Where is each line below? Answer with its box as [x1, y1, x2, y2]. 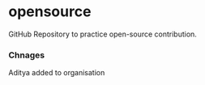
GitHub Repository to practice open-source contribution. [8, 29, 197, 39]
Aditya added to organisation [8, 68, 105, 78]
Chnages [8, 49, 45, 61]
